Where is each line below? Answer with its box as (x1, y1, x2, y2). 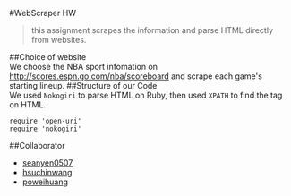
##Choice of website (9, 52, 87, 62)
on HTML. (9, 99, 47, 110)
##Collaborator (9, 141, 65, 150)
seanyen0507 (21, 158, 73, 168)
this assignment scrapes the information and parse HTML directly (30, 25, 274, 35)
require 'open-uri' (9, 116, 82, 125)
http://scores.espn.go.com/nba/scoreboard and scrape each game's (9, 71, 262, 81)
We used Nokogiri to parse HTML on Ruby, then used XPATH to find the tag (9, 89, 283, 100)
